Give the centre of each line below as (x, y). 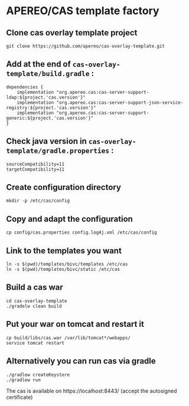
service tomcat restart (35, 343)
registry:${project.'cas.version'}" (51, 107)
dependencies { (25, 87)
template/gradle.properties (58, 151)
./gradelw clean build (34, 306)
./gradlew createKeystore (38, 375)
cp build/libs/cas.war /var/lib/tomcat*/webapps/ (69, 338)
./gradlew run (24, 380)
